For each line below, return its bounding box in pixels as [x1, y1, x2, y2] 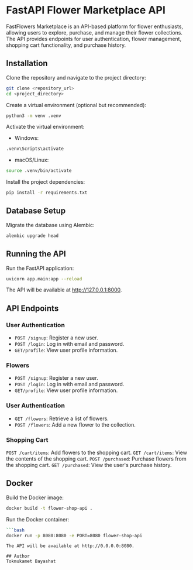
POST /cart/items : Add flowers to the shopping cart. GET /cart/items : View [6, 449, 187, 456]
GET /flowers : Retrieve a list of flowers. [14, 415, 109, 422]
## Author [6, 554, 30, 559]
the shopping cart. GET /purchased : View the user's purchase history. [6, 461, 172, 468]
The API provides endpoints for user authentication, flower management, [6, 35, 182, 42]
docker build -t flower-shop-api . [6, 505, 93, 511]
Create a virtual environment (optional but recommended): [6, 101, 147, 108]
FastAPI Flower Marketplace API [6, 4, 166, 17]
